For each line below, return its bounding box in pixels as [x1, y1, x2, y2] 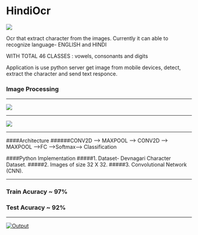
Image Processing [6, 84, 59, 93]
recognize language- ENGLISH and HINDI [6, 41, 107, 48]
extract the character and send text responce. [6, 70, 118, 77]
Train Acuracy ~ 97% [6, 188, 68, 196]
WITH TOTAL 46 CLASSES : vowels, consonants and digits [6, 52, 148, 60]
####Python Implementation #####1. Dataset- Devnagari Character [6, 155, 171, 162]
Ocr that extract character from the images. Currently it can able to [6, 34, 169, 42]
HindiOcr [6, 4, 51, 18]
